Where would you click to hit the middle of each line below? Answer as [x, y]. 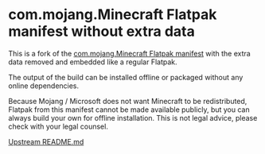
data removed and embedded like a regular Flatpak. [93, 62]
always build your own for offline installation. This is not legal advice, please [133, 117]
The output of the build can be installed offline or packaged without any [126, 77]
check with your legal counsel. [58, 126]
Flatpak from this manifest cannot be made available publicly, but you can [129, 110]
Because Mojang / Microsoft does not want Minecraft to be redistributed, [128, 101]
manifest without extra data [101, 31]
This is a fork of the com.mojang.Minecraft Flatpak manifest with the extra [129, 53]
